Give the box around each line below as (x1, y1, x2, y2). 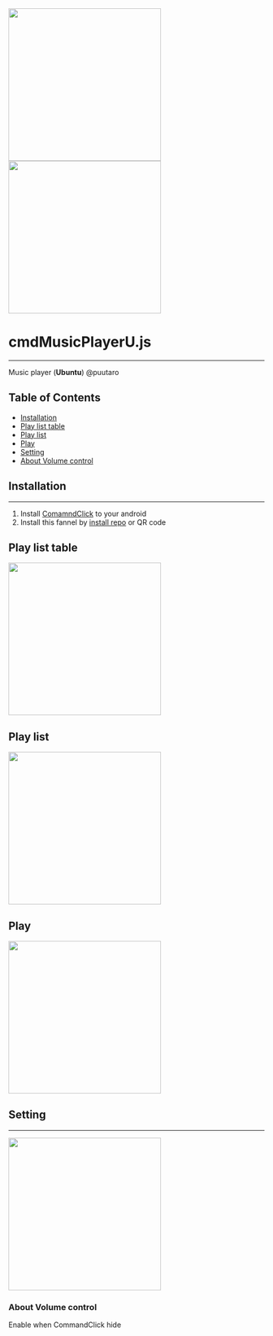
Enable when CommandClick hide (8, 1320, 122, 1329)
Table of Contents (8, 391, 102, 405)
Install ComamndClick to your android (19, 509, 147, 518)
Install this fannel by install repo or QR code (19, 517, 167, 527)
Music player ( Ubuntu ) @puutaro (8, 367, 119, 377)
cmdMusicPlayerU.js (8, 333, 152, 351)
